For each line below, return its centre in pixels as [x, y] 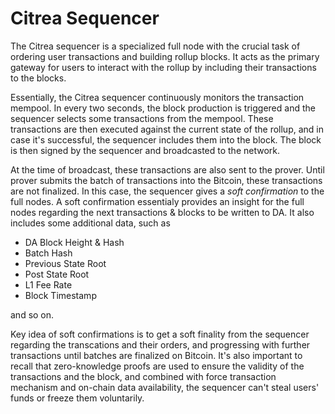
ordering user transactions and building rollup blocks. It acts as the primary [165, 56]
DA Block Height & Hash [74, 242]
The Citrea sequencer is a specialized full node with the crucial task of [155, 46]
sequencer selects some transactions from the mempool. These [142, 118]
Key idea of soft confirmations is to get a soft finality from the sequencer [160, 334]
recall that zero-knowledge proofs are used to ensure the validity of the [157, 366]
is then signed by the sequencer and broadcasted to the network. [145, 150]
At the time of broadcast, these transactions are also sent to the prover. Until [167, 169]
